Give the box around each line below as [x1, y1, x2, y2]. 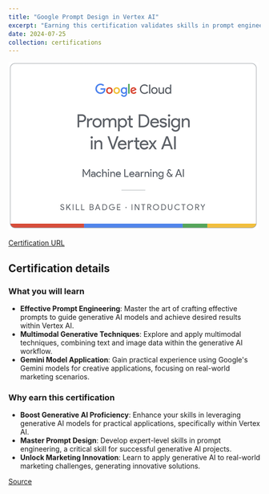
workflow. [19, 346, 53, 356]
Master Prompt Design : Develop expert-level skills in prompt [19, 435, 222, 445]
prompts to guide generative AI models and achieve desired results [19, 312, 242, 322]
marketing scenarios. [19, 371, 90, 381]
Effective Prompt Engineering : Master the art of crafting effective [19, 303, 238, 313]
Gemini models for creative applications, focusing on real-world [19, 363, 231, 373]
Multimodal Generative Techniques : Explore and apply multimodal [19, 329, 242, 338]
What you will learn [8, 285, 86, 297]
